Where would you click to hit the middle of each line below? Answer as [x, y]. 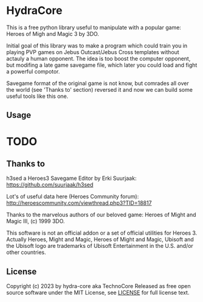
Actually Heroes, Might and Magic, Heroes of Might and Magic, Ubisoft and [100, 239]
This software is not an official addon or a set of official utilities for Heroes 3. [102, 233]
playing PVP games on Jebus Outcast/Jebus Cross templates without [93, 52]
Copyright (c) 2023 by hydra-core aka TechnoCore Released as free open [98, 286]
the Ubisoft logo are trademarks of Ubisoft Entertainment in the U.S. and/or [100, 246]
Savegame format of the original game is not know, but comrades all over [98, 83]
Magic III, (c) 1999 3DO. [36, 221]
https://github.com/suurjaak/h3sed [50, 185]
